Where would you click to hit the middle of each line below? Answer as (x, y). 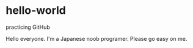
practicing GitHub (28, 27)
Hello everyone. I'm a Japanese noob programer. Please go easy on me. (96, 38)
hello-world (36, 10)
